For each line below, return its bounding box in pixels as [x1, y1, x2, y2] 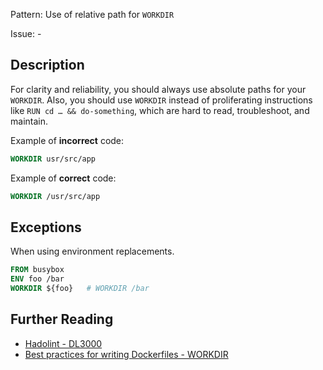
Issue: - [10, 28, 42, 39]
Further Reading [10, 311, 114, 328]
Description [10, 57, 85, 74]
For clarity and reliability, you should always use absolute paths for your [10, 83, 307, 95]
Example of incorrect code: [10, 134, 125, 146]
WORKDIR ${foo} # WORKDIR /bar [10, 284, 150, 294]
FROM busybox [10, 265, 65, 275]
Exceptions [10, 219, 82, 236]
